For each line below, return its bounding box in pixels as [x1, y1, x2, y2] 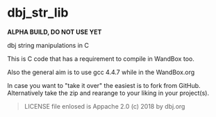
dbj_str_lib [7, 5, 69, 21]
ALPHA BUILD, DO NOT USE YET [7, 28, 102, 36]
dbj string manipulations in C [7, 41, 89, 49]
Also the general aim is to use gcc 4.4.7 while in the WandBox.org [7, 68, 195, 76]
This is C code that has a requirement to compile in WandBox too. [7, 54, 194, 63]
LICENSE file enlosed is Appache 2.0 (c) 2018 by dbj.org [24, 102, 185, 110]
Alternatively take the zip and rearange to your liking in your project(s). [7, 89, 210, 97]
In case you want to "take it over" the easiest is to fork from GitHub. [7, 81, 201, 89]
